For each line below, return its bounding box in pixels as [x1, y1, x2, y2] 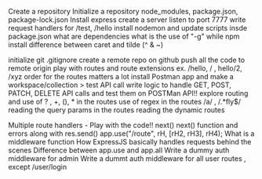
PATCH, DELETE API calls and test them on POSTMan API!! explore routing [8, 89, 249, 97]
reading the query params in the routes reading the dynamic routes [8, 105, 225, 115]
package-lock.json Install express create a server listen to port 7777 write [8, 15, 246, 24]
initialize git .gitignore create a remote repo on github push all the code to [8, 55, 246, 64]
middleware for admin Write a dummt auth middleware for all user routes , [8, 154, 246, 163]
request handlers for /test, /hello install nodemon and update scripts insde [8, 24, 248, 32]
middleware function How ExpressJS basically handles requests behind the [8, 137, 252, 146]
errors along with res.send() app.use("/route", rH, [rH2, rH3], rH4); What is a [8, 129, 255, 138]
